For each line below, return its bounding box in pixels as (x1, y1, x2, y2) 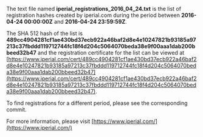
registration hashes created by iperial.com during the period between (6, 12, 181, 19)
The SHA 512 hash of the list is (6, 30, 83, 37)
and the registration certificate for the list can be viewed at (37, 49, 185, 56)
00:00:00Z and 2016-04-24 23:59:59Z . (24, 18, 128, 25)
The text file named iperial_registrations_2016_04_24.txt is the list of (6, 5, 181, 12)
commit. (6, 106, 27, 113)
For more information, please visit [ (6, 118, 94, 125)
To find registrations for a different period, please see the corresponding (6, 99, 188, 107)
